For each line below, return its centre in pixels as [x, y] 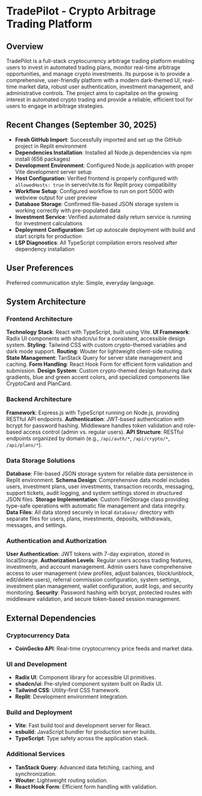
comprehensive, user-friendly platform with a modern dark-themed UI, [94, 80]
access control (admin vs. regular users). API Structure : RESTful [103, 432]
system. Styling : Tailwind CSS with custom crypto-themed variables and [96, 345]
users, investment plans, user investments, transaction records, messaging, [100, 486]
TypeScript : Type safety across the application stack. [82, 738]
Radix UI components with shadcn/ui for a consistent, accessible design [96, 339]
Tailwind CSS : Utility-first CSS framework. [68, 690]
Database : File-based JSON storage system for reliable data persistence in [99, 473]
